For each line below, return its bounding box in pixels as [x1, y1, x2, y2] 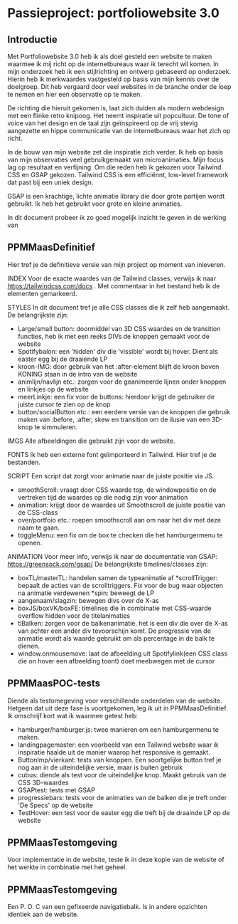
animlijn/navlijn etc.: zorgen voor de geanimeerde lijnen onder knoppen [17, 377, 227, 386]
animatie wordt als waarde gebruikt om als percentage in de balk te [17, 634, 215, 642]
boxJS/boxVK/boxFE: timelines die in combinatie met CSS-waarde [17, 604, 212, 612]
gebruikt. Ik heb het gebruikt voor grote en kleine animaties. [7, 199, 183, 208]
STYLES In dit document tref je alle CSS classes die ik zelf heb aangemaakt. [7, 303, 229, 311]
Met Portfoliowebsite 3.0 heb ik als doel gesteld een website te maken [7, 52, 212, 61]
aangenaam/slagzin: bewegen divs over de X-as [17, 596, 159, 604]
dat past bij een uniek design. [7, 178, 94, 187]
